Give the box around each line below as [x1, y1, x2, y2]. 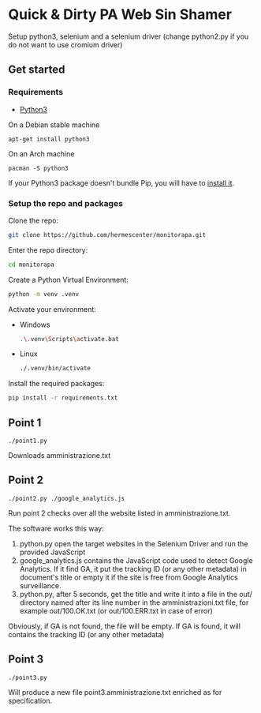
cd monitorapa [8, 261, 55, 268]
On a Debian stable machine [8, 120, 100, 129]
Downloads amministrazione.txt [8, 450, 111, 460]
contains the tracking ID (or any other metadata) [8, 629, 165, 639]
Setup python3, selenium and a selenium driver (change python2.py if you [8, 32, 249, 41]
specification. [8, 696, 53, 705]
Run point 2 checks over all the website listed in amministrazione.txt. [8, 508, 231, 518]
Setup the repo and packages [8, 197, 124, 208]
